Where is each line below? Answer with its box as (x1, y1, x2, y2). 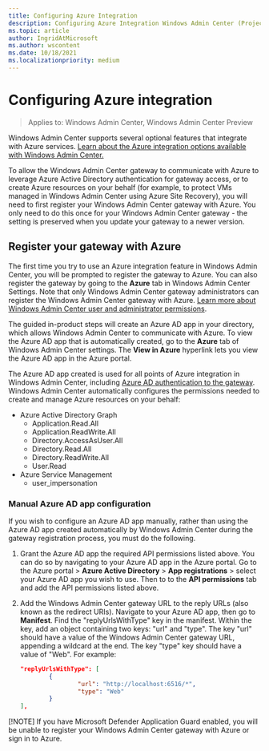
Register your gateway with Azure (8, 240, 182, 253)
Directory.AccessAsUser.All (31, 435, 123, 445)
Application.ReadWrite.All (31, 426, 116, 437)
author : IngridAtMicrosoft (8, 34, 98, 42)
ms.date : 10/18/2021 (8, 49, 78, 57)
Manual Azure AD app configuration (8, 498, 151, 509)
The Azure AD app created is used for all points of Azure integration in (8, 369, 240, 378)
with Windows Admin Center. (8, 150, 104, 159)
